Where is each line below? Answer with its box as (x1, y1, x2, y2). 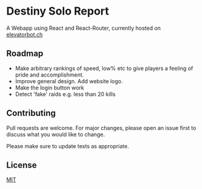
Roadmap (6, 49, 44, 59)
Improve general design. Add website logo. (15, 77, 124, 84)
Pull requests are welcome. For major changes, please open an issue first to (6, 124, 197, 131)
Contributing (6, 108, 56, 119)
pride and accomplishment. (15, 71, 84, 78)
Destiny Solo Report (6, 4, 110, 18)
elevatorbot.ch (6, 30, 43, 38)
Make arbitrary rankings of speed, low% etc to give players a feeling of (15, 64, 193, 72)
